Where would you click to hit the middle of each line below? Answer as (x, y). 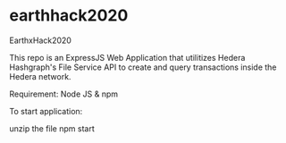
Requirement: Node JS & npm (64, 94)
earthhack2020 (69, 16)
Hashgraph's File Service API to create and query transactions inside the (143, 67)
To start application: (46, 111)
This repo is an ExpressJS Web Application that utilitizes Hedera (127, 57)
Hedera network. (40, 76)
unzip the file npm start (52, 128)
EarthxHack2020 (40, 40)
